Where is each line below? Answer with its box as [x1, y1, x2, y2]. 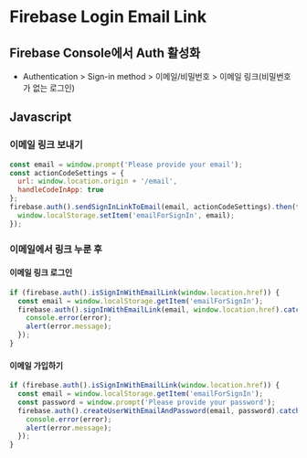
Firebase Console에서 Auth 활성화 [9, 45, 201, 60]
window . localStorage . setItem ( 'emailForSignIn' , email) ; [17, 210, 235, 220]
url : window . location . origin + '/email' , [17, 176, 178, 186]
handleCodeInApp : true [17, 186, 104, 195]
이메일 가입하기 [9, 359, 64, 371]
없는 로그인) [32, 82, 76, 93]
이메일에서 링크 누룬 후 [9, 242, 103, 255]
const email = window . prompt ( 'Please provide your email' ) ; [9, 160, 244, 169]
